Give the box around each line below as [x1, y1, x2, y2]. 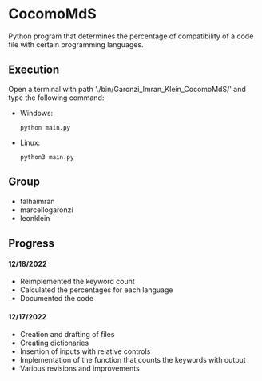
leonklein [19, 213, 50, 223]
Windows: [19, 108, 54, 118]
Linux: [19, 138, 41, 147]
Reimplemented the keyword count [19, 277, 136, 287]
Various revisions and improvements [19, 363, 140, 373]
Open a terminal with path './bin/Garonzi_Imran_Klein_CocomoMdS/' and [8, 84, 246, 94]
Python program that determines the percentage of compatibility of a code [8, 31, 254, 41]
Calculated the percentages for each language [19, 285, 173, 295]
